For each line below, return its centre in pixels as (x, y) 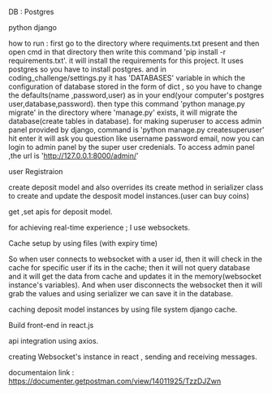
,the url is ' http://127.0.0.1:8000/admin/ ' (74, 155)
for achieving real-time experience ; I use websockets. (99, 228)
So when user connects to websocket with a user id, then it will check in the (135, 259)
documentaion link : (41, 372)
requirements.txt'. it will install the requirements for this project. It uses (126, 61)
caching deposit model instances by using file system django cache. (123, 309)
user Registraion (36, 171)
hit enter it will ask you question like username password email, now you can (136, 138)
